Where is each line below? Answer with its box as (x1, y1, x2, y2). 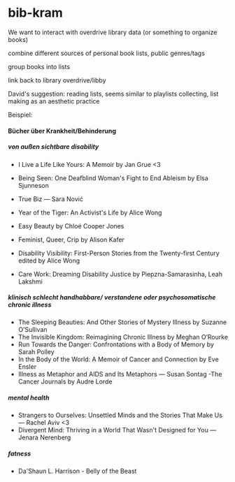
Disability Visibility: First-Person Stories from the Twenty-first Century (17, 249, 220, 257)
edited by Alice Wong (17, 256, 80, 265)
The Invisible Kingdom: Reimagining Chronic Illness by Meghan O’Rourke (17, 333, 229, 342)
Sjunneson (17, 181, 50, 189)
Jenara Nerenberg (17, 433, 71, 441)
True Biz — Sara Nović (17, 194, 83, 203)
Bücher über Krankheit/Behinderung (8, 126, 117, 135)
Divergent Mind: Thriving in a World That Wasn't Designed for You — (17, 426, 216, 434)
